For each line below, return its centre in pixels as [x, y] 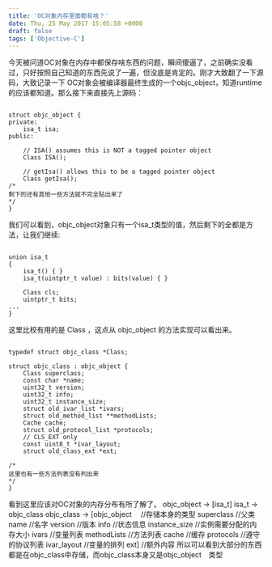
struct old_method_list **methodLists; [90, 416]
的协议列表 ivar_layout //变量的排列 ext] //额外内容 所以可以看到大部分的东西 [135, 545]
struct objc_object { [45, 115]
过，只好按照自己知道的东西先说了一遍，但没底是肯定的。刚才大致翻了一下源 [136, 73]
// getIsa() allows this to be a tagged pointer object [119, 172]
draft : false [30, 31]
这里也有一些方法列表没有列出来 [54, 474]
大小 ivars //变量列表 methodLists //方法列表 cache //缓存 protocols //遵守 [138, 535]
